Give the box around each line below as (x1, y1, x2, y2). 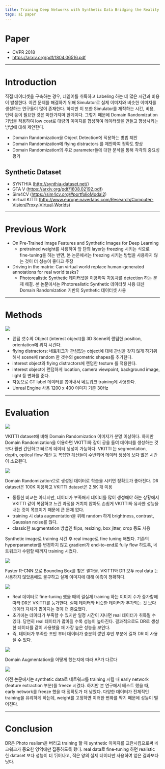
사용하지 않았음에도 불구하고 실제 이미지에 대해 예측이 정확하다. (5, 574, 126, 580)
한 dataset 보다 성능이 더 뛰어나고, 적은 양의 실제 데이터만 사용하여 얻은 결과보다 (5, 752, 159, 758)
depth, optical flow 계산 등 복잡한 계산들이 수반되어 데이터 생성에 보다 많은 (5, 452, 149, 458)
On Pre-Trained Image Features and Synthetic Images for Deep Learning (12, 240, 159, 246)
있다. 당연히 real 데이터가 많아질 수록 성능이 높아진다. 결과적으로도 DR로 (12, 619, 150, 624)
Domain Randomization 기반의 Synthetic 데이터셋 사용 (19, 287, 126, 293)
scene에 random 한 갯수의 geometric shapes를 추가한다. (21, 354, 133, 360)
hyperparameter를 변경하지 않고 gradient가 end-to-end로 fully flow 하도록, (5, 542, 153, 548)
